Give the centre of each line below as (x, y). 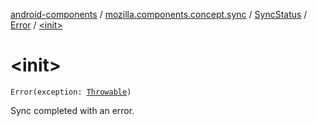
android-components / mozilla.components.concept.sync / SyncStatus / (159, 14)
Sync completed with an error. (72, 110)
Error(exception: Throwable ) (71, 92)
